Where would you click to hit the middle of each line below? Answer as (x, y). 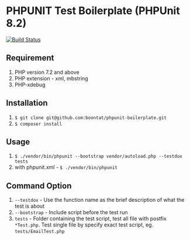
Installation (27, 103)
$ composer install (38, 124)
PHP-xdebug (30, 84)
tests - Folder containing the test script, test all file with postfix (90, 219)
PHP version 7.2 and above (47, 72)
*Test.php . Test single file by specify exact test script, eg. (84, 225)
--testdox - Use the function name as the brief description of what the (99, 200)
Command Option (39, 186)
